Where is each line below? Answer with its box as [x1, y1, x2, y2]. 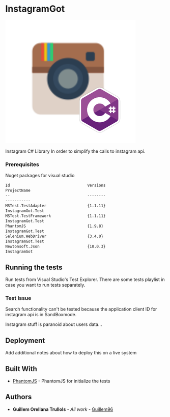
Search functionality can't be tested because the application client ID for [5, 306, 157, 312]
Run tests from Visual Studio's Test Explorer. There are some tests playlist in [5, 276, 165, 283]
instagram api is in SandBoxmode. [5, 312, 77, 318]
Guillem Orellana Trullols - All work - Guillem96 [12, 406, 114, 412]
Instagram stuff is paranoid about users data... [5, 321, 102, 327]
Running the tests [5, 263, 63, 271]
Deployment [5, 336, 45, 345]
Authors [5, 393, 32, 401]
